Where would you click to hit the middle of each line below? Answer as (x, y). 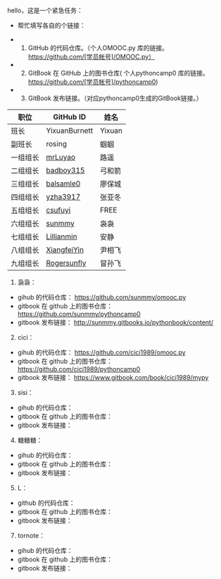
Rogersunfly (66, 263)
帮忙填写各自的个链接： (51, 25)
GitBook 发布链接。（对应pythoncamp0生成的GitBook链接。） (115, 98)
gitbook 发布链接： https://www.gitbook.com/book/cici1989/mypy (113, 377)
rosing (56, 144)
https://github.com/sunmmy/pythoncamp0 (79, 314)
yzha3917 (63, 197)
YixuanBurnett (70, 131)
